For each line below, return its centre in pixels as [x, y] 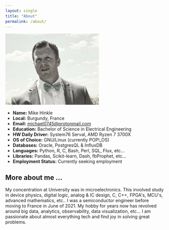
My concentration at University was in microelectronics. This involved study [84, 190]
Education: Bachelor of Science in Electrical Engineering [72, 129]
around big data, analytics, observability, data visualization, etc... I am [78, 211]
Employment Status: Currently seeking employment [67, 161]
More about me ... [34, 177]
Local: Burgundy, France [39, 118]
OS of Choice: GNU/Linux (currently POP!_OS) [61, 140]
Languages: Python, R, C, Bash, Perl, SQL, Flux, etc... [69, 151]
